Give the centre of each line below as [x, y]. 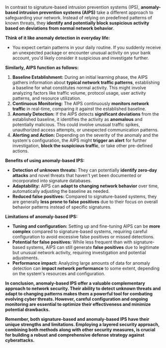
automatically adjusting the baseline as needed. [61, 191]
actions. [20, 151]
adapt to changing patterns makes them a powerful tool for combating [79, 294]
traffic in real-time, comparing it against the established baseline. [79, 109]
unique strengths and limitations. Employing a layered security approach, [82, 324]
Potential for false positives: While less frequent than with [72, 242]
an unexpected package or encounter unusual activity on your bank [82, 53]
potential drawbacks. [28, 310]
